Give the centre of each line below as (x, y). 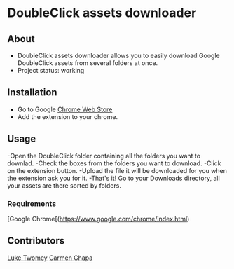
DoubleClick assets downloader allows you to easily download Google (118, 55)
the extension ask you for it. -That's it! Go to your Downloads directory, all (114, 178)
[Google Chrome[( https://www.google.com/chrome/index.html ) (98, 219)
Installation (32, 92)
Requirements (32, 203)
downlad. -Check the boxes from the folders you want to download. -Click (115, 163)
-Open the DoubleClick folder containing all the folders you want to (104, 156)
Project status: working (51, 70)
